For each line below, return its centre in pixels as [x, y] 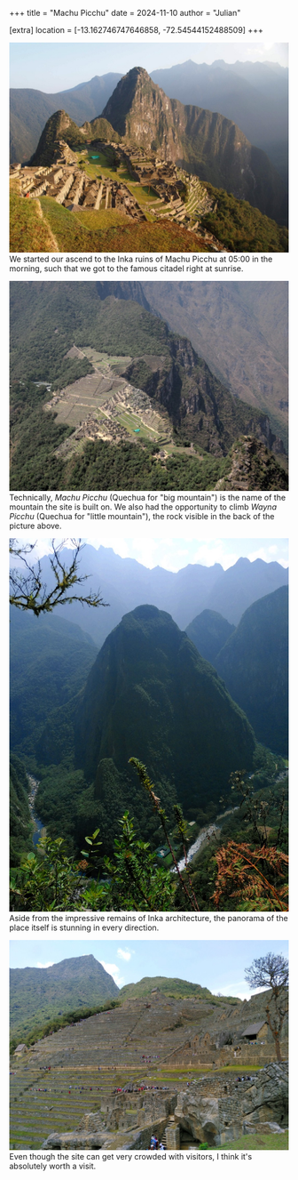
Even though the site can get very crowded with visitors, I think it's [131, 1156]
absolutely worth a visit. [53, 1166]
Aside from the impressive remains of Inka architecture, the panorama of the [149, 918]
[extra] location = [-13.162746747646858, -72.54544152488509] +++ [136, 30]
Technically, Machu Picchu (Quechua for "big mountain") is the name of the [148, 498]
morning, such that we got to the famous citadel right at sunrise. [126, 269]
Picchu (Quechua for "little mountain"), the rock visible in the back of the [142, 516]
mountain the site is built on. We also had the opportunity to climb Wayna [143, 507]
